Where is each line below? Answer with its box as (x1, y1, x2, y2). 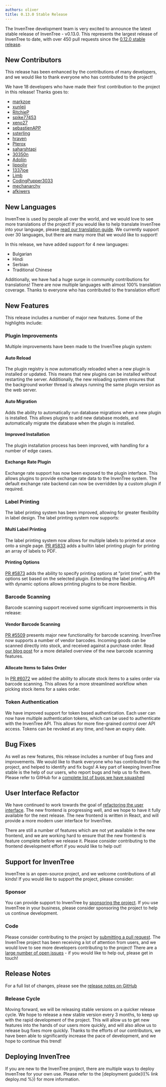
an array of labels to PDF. (5, 548, 57, 554)
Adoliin (12, 157, 27, 163)
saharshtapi (12, 146, 37, 152)
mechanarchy (12, 183, 41, 189)
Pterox (12, 141, 26, 147)
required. (5, 486, 24, 492)
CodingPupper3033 (12, 178, 53, 184)
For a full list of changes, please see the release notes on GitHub (5, 983, 137, 989)
